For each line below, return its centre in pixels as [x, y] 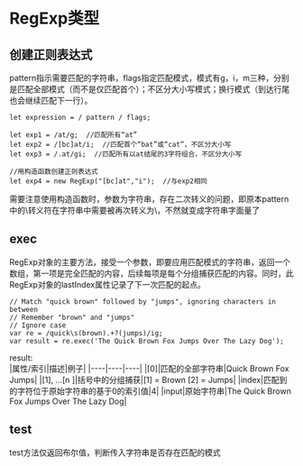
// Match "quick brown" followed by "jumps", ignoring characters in [143, 302]
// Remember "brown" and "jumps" [72, 317]
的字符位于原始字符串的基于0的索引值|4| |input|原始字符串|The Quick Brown [150, 391]
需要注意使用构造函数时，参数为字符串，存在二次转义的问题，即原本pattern [149, 199]
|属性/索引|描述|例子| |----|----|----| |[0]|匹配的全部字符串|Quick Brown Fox [149, 368]
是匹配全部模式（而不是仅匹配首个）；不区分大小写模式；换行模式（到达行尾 [150, 89]
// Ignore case [38, 325]
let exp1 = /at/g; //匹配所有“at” [73, 135]
